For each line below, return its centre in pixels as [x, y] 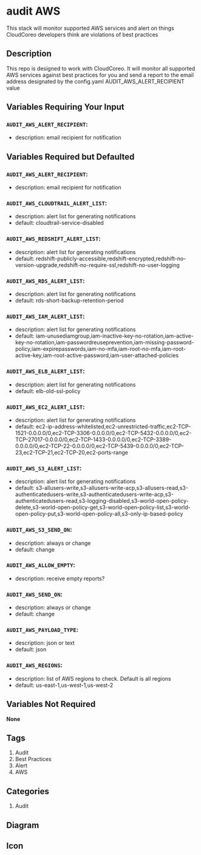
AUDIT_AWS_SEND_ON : [34, 594]
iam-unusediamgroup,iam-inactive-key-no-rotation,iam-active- [115, 336]
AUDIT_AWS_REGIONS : [34, 665]
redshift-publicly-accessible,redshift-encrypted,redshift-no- [111, 258]
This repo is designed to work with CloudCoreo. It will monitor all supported [101, 68]
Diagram [23, 825]
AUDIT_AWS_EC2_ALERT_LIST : [46, 406]
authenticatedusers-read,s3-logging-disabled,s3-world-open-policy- [102, 501]
